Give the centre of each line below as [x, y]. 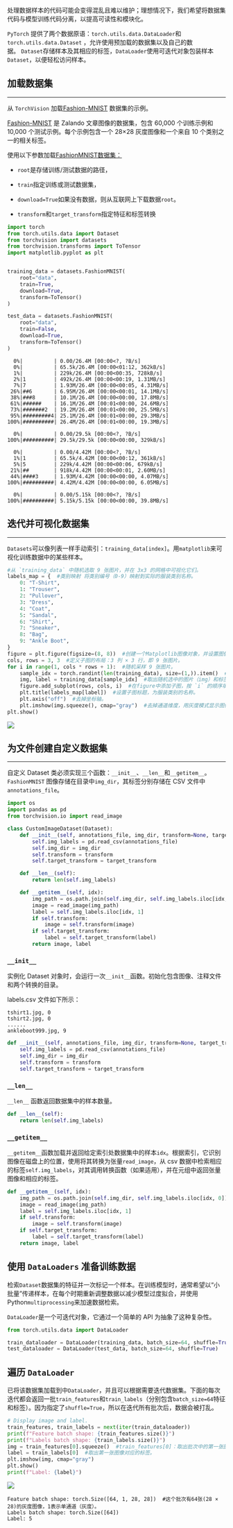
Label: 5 [20, 1518]
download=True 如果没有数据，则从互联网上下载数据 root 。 [98, 199]
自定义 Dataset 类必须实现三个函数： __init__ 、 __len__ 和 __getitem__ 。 [109, 773]
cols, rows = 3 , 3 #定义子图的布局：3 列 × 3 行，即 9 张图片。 [95, 660]
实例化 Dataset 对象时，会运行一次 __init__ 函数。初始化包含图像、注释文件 [114, 976]
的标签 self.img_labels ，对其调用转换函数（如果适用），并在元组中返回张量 [114, 1170]
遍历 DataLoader [41, 1372]
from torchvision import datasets [57, 240]
